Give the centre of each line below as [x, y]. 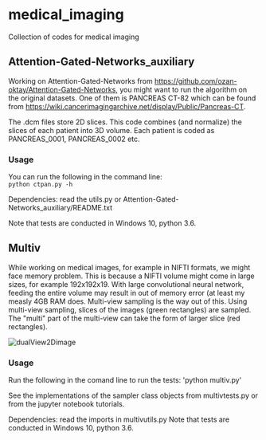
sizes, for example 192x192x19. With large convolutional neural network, [126, 284]
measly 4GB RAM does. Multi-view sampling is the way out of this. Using [128, 301]
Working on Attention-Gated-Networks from [80, 81]
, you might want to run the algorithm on [181, 89]
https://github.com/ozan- [196, 81]
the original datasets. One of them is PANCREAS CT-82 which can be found [132, 98]
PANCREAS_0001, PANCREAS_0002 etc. [74, 139]
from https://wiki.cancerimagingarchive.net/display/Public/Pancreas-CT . [127, 106]
